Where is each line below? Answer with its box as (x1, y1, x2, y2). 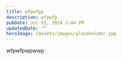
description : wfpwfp (6, 14, 58, 20)
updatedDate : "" (6, 25, 47, 31)
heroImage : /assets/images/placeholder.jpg (6, 31, 117, 37)
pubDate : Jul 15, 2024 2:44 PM (6, 20, 84, 26)
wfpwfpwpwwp (6, 47, 45, 54)
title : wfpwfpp (6, 8, 44, 15)
